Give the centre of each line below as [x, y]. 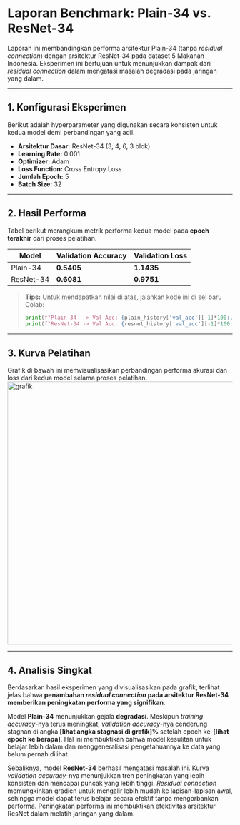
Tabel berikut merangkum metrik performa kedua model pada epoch [108, 231]
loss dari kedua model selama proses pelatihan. [77, 378]
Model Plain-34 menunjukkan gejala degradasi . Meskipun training [105, 716]
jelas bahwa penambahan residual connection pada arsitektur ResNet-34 [118, 694]
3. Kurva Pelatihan [49, 353]
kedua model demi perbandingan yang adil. [71, 132]
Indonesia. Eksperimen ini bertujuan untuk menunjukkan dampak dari [109, 63]
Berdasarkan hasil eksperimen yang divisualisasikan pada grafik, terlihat [114, 687]
